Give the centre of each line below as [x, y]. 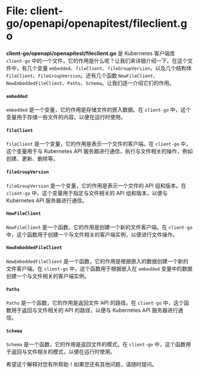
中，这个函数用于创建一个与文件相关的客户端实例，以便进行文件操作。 [92, 234]
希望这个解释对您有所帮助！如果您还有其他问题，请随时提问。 [82, 364]
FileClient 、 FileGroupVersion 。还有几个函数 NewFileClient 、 [82, 75]
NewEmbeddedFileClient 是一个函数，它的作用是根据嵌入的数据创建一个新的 [97, 261]
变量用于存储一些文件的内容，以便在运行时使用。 [66, 117]
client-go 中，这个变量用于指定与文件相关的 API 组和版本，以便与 [87, 193]
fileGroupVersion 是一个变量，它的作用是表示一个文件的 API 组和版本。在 [96, 186]
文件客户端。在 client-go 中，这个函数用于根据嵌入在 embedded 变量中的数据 [99, 269]
